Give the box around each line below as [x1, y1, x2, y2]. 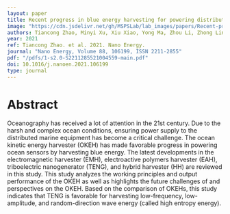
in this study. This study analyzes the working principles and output [7, 170, 198, 178]
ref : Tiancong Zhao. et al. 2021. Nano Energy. [7, 42, 146, 49]
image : [7, 23, 26, 29]
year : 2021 [7, 36, 38, 42]
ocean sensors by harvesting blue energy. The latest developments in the [7, 148, 214, 157]
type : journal [7, 67, 48, 74]
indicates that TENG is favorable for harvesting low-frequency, [7, 192, 183, 200]
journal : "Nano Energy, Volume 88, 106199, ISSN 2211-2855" [7, 49, 183, 55]
